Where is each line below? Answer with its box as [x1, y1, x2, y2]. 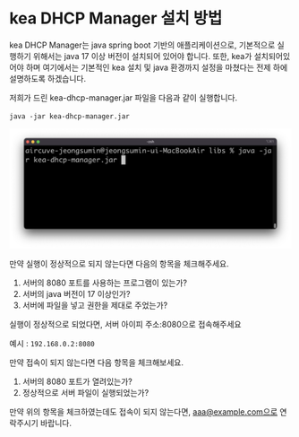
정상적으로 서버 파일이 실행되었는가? [21, 388, 149, 398]
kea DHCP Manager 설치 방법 [9, 8, 223, 29]
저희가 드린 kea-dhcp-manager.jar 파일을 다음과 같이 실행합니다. [9, 92, 238, 103]
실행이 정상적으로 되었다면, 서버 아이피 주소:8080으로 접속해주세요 [9, 319, 242, 330]
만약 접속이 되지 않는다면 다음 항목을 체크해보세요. [9, 357, 184, 368]
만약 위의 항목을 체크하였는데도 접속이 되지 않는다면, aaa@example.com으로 [9, 406, 278, 417]
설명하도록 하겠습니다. [9, 73, 87, 83]
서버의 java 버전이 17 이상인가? [21, 289, 131, 300]
